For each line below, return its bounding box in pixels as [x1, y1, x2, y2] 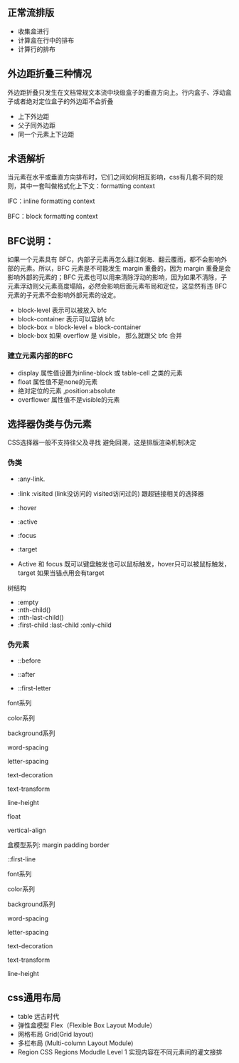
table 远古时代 [17, 1012, 60, 1020]
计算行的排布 [17, 45, 55, 53]
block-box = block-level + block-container [17, 323, 142, 331]
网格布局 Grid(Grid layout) [17, 1030, 94, 1038]
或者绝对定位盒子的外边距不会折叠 [13, 97, 114, 105]
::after [17, 670, 36, 678]
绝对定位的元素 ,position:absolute [17, 386, 116, 395]
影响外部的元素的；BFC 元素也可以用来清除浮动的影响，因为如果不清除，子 [7, 273, 228, 281]
